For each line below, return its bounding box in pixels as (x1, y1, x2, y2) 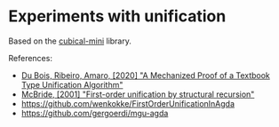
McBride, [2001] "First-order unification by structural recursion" (20, 89, 255, 99)
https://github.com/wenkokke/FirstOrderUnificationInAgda (20, 98, 235, 108)
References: (8, 52, 52, 63)
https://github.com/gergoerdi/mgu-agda (20, 107, 169, 118)
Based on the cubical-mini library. (8, 36, 132, 46)
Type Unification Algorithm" (20, 79, 124, 90)
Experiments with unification (8, 6, 227, 27)
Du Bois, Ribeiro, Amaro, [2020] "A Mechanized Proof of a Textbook (20, 69, 270, 81)
